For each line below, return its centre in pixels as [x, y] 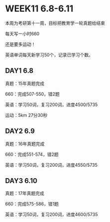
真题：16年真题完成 [25, 144]
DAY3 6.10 [21, 180]
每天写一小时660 [22, 33]
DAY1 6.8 [19, 71]
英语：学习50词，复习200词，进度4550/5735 [51, 165]
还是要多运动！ [20, 44]
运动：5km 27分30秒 [27, 115]
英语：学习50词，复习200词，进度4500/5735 [52, 105]
